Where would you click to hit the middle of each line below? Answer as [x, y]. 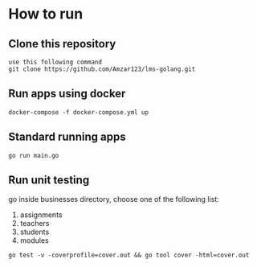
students [35, 232]
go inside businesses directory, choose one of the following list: [114, 199]
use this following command [55, 62]
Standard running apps [67, 137]
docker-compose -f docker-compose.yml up [79, 112]
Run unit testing [49, 181]
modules [35, 240]
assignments [41, 215]
